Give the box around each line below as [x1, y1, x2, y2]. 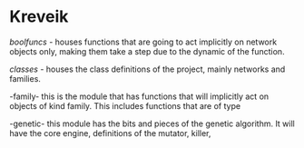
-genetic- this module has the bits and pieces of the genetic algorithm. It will [9, 118, 295, 129]
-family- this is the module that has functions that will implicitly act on [9, 91, 270, 102]
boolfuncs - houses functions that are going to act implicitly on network [9, 36, 278, 47]
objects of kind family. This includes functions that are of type [9, 100, 241, 111]
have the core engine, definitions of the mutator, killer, [9, 127, 211, 138]
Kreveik [9, 6, 69, 27]
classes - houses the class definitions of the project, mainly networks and [9, 64, 286, 74]
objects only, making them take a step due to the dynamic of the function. [9, 45, 285, 56]
